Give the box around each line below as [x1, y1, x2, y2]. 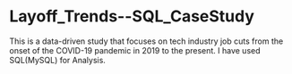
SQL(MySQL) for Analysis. [9, 54, 106, 65]
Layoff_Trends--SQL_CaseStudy [9, 6, 255, 27]
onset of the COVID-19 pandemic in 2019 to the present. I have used [9, 45, 261, 55]
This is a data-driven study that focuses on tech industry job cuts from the [9, 36, 284, 46]
